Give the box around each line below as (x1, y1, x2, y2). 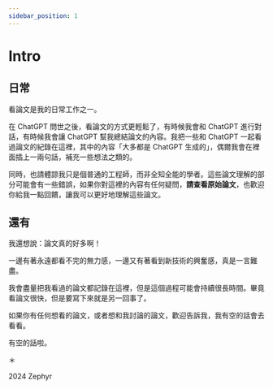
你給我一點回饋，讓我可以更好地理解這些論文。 (8, 189, 165, 199)
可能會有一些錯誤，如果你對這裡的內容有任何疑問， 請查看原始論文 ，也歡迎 (15, 179, 265, 189)
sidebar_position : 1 (8, 11, 79, 20)
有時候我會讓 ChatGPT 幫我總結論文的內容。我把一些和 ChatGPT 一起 (22, 132, 255, 141)
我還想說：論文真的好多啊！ (8, 239, 102, 249)
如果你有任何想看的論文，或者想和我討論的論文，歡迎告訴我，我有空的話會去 (8, 310, 265, 321)
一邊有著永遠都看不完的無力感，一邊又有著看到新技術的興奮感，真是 (8, 256, 236, 266)
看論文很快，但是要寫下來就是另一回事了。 (8, 293, 151, 303)
